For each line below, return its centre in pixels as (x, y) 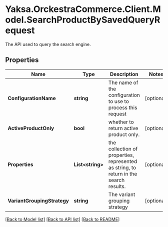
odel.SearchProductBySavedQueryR (83, 20)
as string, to (122, 167)
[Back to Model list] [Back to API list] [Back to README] (62, 219)
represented (123, 161)
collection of (123, 148)
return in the (123, 173)
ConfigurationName (32, 98)
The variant (122, 194)
